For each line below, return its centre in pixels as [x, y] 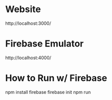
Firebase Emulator [44, 44]
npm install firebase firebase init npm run [48, 92]
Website [23, 9]
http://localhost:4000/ [28, 58]
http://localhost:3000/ [28, 23]
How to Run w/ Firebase [56, 78]
